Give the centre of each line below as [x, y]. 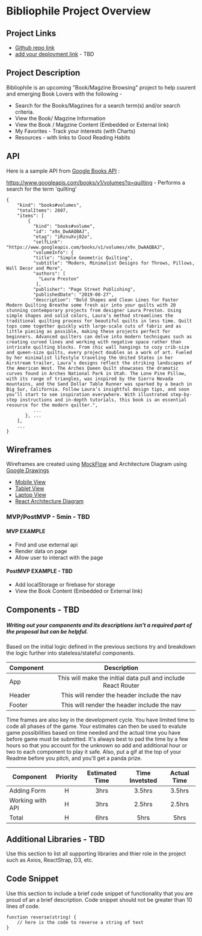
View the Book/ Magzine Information [60, 118]
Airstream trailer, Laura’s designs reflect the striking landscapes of [99, 363]
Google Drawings [28, 471]
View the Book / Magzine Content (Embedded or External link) [92, 124]
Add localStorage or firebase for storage [65, 584]
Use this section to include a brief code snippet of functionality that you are [100, 893]
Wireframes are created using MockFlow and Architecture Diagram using [97, 464]
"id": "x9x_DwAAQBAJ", [61, 231]
